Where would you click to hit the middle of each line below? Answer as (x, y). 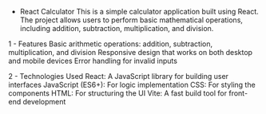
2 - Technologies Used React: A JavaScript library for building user (119, 76)
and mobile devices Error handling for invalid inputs (93, 61)
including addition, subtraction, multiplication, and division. (117, 28)
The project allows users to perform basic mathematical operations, (131, 20)
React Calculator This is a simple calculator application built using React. (139, 12)
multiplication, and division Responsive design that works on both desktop (131, 52)
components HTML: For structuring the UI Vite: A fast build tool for (118, 93)
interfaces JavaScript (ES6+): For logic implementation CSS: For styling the (132, 85)
